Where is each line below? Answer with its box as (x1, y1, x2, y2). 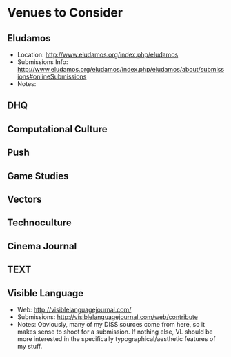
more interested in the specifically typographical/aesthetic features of (17, 334, 216, 343)
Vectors (7, 193, 42, 205)
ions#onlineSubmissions (17, 72, 87, 81)
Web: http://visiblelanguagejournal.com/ (17, 305, 132, 314)
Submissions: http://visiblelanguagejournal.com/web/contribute (17, 312, 199, 321)
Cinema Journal (7, 240, 77, 252)
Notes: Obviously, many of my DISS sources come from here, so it (17, 320, 205, 328)
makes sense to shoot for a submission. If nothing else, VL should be (17, 327, 213, 336)
